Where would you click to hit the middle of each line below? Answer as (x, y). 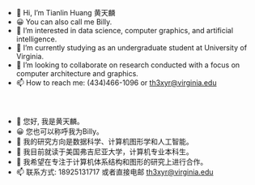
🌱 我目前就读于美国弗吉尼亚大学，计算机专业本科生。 (104, 152)
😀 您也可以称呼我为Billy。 (59, 131)
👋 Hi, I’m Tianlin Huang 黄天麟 (66, 13)
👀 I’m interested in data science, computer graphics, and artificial (124, 30)
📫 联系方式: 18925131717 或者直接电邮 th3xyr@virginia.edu (115, 172)
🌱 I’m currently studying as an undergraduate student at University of (132, 47)
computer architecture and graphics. (77, 73)
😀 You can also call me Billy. (64, 22)
